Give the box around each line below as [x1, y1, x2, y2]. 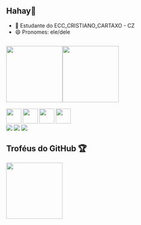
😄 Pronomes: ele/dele [14, 28, 71, 35]
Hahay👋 [6, 6, 37, 16]
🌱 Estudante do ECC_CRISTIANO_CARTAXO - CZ [14, 22, 135, 29]
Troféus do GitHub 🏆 [6, 143, 87, 154]
